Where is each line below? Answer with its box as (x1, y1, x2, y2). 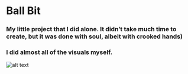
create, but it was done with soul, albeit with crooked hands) (6, 32, 183, 41)
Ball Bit (6, 4, 41, 18)
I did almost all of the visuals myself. (6, 48, 113, 56)
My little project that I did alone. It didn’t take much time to (6, 25, 177, 33)
